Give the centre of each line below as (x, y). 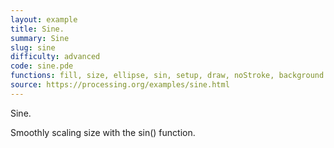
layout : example (44, 19)
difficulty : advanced (55, 57)
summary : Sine (40, 38)
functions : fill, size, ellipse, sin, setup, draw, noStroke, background (167, 76)
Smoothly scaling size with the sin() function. (103, 132)
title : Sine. (37, 29)
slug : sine (33, 47)
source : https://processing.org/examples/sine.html (120, 85)
